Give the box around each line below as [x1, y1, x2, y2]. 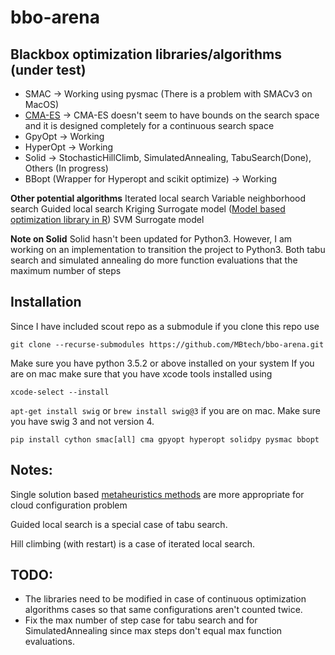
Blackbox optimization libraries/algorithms [10, 46, 282, 63]
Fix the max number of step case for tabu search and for [24, 614, 258, 626]
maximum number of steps [10, 265, 122, 276]
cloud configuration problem [10, 499, 128, 511]
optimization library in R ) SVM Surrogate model [10, 214, 205, 225]
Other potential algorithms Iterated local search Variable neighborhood [10, 192, 307, 204]
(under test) [10, 61, 87, 78]
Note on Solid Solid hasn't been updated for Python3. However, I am [10, 233, 293, 245]
